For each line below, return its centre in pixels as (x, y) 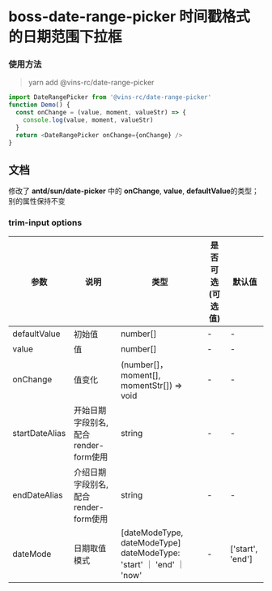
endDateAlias (38, 494)
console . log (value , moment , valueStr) (88, 120)
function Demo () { (39, 105)
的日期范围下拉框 (66, 37)
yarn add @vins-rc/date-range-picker (91, 83)
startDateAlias (39, 433)
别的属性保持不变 (37, 201)
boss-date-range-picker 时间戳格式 (130, 17)
